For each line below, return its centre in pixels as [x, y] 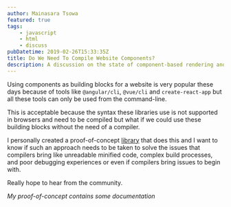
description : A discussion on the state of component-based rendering [110, 65]
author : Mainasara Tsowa [43, 13]
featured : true [29, 20]
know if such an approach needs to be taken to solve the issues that [104, 147]
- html [29, 39]
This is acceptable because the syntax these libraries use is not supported [112, 112]
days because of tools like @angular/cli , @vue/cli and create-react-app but [114, 91]
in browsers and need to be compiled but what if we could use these [104, 119]
